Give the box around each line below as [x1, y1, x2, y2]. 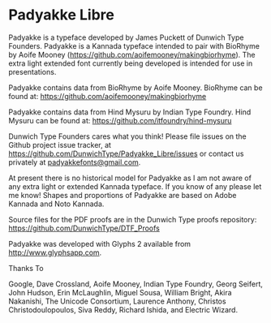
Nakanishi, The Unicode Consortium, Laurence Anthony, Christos [8, 296, 226, 306]
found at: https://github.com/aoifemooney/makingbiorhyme [8, 91, 207, 101]
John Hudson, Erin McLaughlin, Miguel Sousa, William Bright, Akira [8, 287, 233, 297]
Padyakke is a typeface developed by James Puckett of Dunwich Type [8, 32, 244, 42]
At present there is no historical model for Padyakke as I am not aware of [8, 173, 252, 183]
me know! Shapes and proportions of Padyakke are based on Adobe [8, 190, 237, 200]
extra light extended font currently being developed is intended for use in [8, 58, 253, 68]
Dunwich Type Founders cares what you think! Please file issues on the [8, 131, 247, 141]
